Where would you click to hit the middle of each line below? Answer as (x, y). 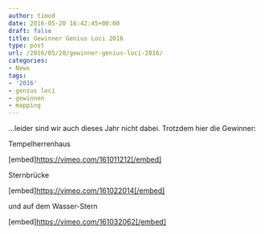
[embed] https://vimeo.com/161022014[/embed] (87, 191)
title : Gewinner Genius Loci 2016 (66, 38)
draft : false (30, 31)
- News (19, 68)
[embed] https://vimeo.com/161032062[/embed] (87, 222)
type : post (26, 46)
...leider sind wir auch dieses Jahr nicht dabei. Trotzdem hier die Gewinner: (132, 129)
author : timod (32, 16)
